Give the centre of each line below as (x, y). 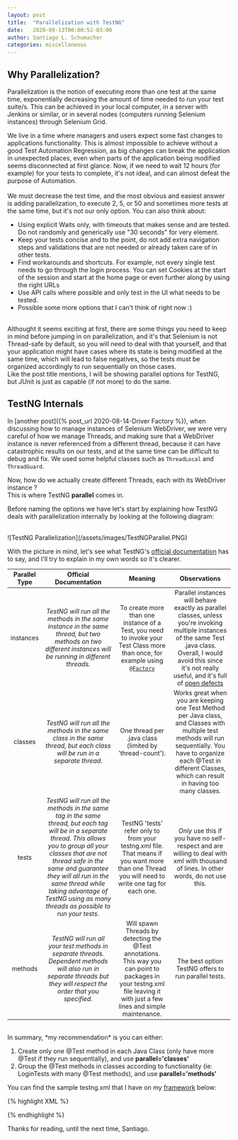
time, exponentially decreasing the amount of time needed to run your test (116, 99)
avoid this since (200, 660)
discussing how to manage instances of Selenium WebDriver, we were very (117, 428)
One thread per (142, 730)
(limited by (142, 746)
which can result (200, 775)
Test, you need (142, 630)
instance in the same (78, 626)
